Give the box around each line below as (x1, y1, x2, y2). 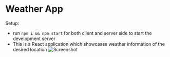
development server (12, 35, 55, 42)
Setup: (5, 20, 20, 26)
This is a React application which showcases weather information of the (12, 41, 165, 47)
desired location (12, 46, 47, 52)
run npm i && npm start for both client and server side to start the (12, 30, 153, 36)
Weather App (5, 3, 63, 15)
